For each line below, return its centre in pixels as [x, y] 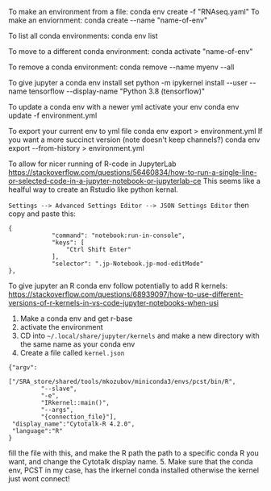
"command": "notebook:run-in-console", [118, 235]
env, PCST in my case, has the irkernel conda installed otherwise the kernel [134, 470]
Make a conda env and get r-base [76, 318]
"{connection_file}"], [79, 417]
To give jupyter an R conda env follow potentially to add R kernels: [118, 286]
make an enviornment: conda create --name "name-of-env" [108, 20]
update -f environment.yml [53, 115]
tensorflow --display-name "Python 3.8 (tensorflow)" [117, 91]
